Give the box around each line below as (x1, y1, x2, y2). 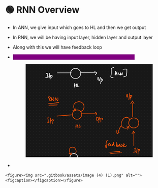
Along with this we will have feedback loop (12, 44, 103, 50)
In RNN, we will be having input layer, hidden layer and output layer (12, 34, 153, 40)
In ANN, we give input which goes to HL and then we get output (12, 24, 146, 31)
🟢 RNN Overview (5, 4, 80, 16)
